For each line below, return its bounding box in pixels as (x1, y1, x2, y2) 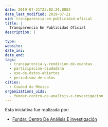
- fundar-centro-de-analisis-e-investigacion (9, 93, 104, 98)
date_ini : (5, 48, 25, 53)
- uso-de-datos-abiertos (9, 71, 60, 76)
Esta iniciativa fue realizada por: (5, 107, 69, 113)
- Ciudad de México (9, 84, 49, 89)
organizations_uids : (5, 89, 47, 94)
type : (5, 39, 16, 44)
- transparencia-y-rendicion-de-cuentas (9, 62, 92, 66)
